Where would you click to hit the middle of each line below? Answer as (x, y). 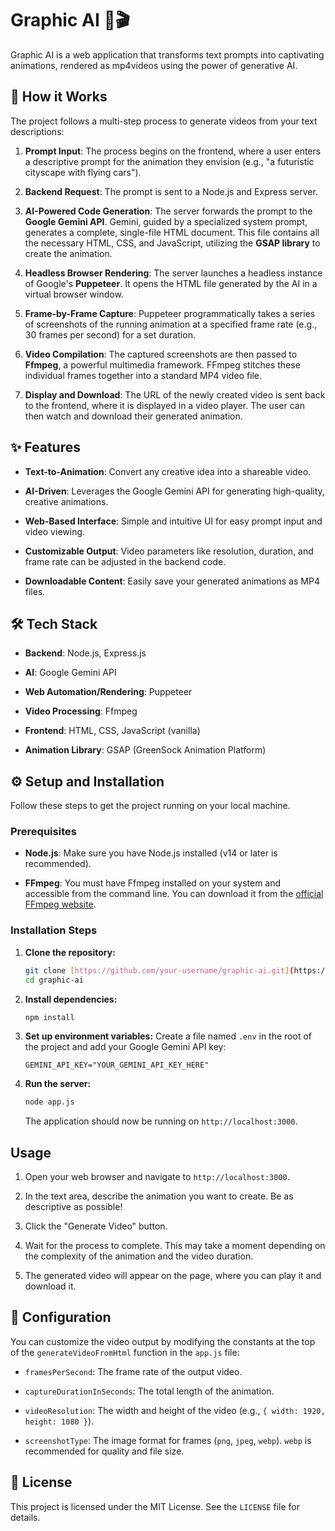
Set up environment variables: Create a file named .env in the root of (168, 1036)
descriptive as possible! (73, 1207)
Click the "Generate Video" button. (96, 1226)
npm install (49, 1017)
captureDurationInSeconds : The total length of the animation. (149, 1391)
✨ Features (45, 447)
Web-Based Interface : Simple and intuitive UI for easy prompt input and (173, 521)
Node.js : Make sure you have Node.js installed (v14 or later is (151, 853)
